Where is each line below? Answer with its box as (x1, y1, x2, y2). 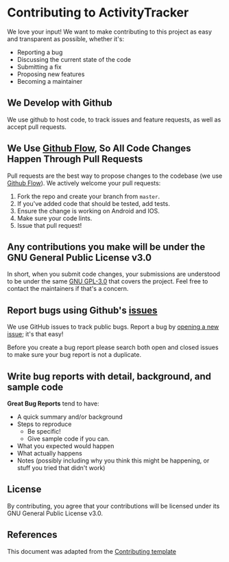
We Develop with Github (7, 97, 112, 109)
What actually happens (16, 449, 82, 457)
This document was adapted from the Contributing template (7, 547, 177, 555)
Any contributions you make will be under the (7, 241, 206, 253)
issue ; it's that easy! (7, 330, 64, 338)
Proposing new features (16, 70, 85, 78)
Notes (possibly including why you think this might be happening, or (16, 456, 210, 465)
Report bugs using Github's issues (7, 304, 158, 316)
